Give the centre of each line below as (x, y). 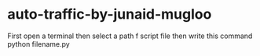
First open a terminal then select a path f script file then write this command (130, 36)
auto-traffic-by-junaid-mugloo (110, 14)
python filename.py (38, 44)
